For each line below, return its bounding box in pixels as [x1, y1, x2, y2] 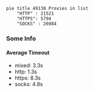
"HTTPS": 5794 [17, 16, 51, 22]
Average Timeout [6, 49, 50, 56]
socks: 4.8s [14, 81, 43, 88]
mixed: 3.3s [14, 62, 43, 69]
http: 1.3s [14, 68, 37, 76]
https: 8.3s [14, 74, 41, 81]
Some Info [6, 34, 37, 42]
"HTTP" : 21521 [17, 11, 54, 16]
